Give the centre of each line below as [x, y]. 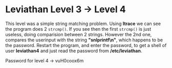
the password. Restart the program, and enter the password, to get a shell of [86, 45]
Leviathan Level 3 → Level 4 [66, 9]
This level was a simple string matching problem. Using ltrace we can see [83, 24]
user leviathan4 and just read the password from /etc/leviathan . [74, 51]
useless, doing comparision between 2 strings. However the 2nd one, [79, 34]
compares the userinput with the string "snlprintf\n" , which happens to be [84, 40]
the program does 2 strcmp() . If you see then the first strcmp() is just [78, 29]
